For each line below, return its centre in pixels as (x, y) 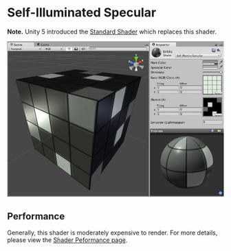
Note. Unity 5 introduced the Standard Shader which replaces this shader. (112, 32)
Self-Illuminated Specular (82, 13)
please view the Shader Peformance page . (67, 240)
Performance (36, 216)
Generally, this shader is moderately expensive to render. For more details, (112, 233)
